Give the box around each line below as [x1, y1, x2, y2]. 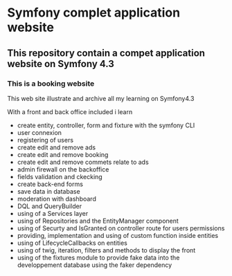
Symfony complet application [7, 5, 181, 21]
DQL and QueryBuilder [17, 202, 82, 210]
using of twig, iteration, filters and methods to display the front [17, 246, 196, 254]
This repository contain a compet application [7, 47, 206, 59]
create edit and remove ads [17, 143, 96, 151]
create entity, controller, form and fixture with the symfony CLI [17, 121, 195, 129]
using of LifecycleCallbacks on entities [17, 239, 128, 247]
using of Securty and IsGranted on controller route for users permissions [17, 223, 225, 232]
